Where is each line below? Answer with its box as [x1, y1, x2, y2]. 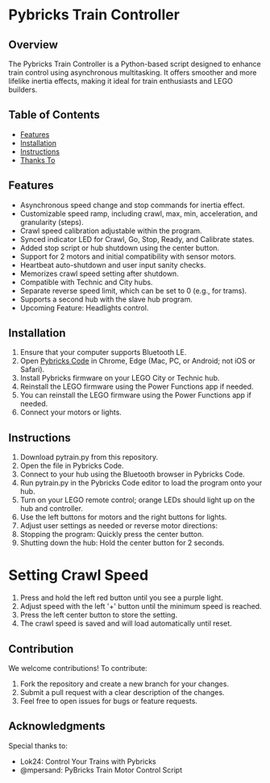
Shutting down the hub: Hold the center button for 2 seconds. [19, 538, 225, 548]
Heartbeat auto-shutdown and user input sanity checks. [19, 260, 206, 269]
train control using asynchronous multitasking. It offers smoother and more [8, 68, 257, 77]
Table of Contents [8, 108, 101, 122]
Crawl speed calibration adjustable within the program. [19, 226, 203, 235]
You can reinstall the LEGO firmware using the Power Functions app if [19, 390, 251, 400]
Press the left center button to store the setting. [19, 610, 178, 620]
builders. [8, 85, 38, 94]
